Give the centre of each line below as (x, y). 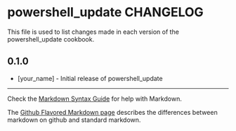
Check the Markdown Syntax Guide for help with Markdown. (95, 99)
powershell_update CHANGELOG (105, 12)
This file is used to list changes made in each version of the (93, 32)
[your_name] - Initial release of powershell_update (90, 78)
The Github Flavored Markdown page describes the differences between (112, 112)
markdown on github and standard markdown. (74, 120)
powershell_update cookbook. (51, 39)
